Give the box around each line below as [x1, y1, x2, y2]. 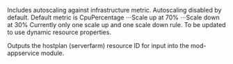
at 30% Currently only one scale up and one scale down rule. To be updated [7, 21, 226, 29]
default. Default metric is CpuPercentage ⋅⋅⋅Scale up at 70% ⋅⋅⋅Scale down [7, 13, 220, 22]
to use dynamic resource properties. [7, 28, 111, 36]
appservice [7, 49, 40, 57]
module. [40, 49, 65, 57]
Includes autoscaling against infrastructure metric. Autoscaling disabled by [7, 6, 222, 14]
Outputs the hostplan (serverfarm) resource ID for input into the [7, 42, 189, 49]
